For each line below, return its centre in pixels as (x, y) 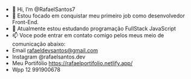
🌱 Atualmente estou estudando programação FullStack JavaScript (94, 28)
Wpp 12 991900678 (36, 70)
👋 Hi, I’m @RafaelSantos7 (44, 9)
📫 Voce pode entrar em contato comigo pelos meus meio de (88, 35)
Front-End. (25, 22)
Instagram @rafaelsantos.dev (49, 57)
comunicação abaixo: (39, 44)
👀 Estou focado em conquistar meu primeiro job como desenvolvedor (99, 16)
